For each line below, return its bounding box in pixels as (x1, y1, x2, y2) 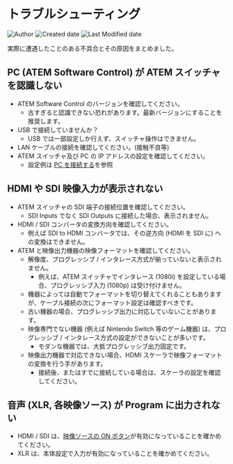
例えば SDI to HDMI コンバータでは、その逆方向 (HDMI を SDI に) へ (27, 229, 221, 237)
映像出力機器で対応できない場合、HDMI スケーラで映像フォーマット (27, 350, 223, 359)
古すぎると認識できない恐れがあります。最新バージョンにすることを (27, 108, 223, 116)
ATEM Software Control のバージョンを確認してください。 (17, 99, 184, 108)
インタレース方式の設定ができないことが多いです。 (63, 333, 209, 341)
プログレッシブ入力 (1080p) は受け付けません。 (50, 281, 186, 289)
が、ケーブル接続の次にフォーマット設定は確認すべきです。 (27, 298, 198, 307)
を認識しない (7, 79, 63, 91)
